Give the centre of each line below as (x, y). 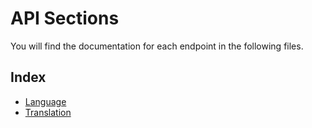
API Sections (65, 18)
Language (45, 101)
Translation (48, 112)
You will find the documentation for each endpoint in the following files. (157, 46)
